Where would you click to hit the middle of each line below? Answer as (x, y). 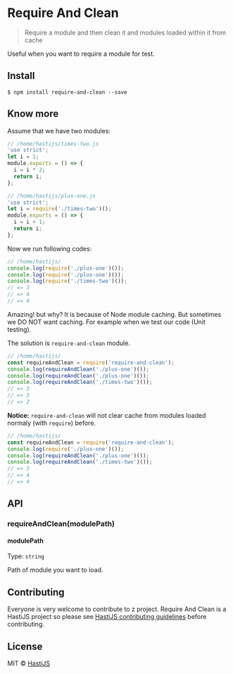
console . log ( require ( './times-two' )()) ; (68, 281)
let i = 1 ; (23, 157)
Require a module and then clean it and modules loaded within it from (125, 32)
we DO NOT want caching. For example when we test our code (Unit (107, 322)
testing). (19, 329)
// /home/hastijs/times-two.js (53, 144)
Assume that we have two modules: (59, 131)
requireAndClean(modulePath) (61, 524)
